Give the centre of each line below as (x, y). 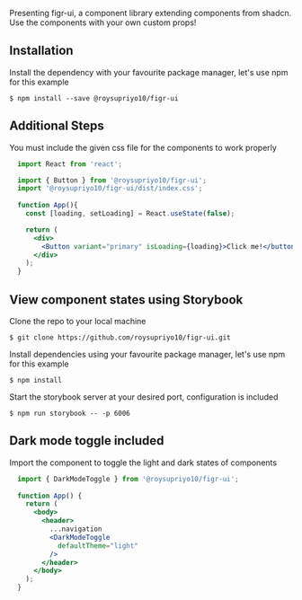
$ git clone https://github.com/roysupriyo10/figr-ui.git (120, 337)
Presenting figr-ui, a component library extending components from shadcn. (151, 13)
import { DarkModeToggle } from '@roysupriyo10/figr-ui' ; (129, 479)
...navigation (75, 529)
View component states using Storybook (126, 300)
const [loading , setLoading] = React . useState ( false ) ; (130, 214)
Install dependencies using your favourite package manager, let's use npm (147, 354)
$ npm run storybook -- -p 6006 (70, 413)
